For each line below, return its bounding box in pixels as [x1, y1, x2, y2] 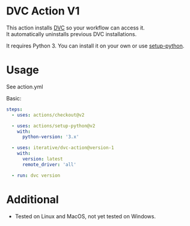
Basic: [6, 94, 22, 102]
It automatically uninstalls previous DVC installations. [6, 30, 137, 37]
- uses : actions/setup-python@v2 [11, 123, 96, 129]
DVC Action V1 [6, 4, 80, 18]
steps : [6, 106, 23, 112]
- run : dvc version [11, 173, 61, 179]
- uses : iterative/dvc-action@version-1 [11, 145, 114, 151]
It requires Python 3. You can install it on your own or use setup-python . [6, 42, 185, 49]
